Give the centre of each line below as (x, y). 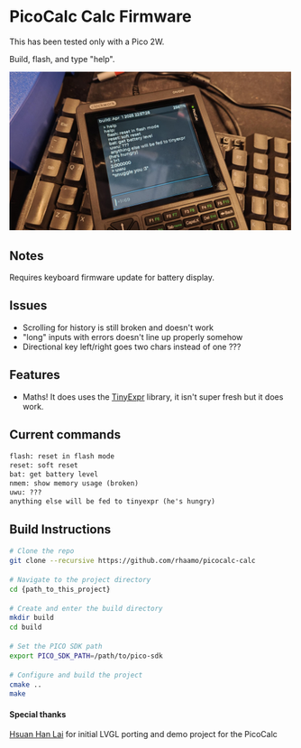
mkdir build (32, 618)
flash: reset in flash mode (62, 457)
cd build (26, 628)
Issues (28, 305)
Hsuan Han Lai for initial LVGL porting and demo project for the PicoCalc (143, 734)
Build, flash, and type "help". (62, 59)
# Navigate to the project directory (80, 579)
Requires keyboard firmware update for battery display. (112, 277)
